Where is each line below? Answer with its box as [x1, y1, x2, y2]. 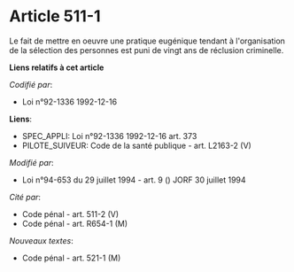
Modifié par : [9, 157, 55, 167]
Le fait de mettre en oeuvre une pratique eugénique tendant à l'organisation [9, 35, 286, 46]
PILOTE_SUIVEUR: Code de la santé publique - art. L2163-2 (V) [21, 140, 252, 151]
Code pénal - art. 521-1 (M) [21, 253, 121, 263]
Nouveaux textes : [9, 235, 73, 245]
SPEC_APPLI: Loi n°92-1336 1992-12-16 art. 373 [21, 130, 197, 141]
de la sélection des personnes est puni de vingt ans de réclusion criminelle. [9, 44, 284, 55]
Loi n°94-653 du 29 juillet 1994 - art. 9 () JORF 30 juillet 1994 [21, 175, 246, 185]
